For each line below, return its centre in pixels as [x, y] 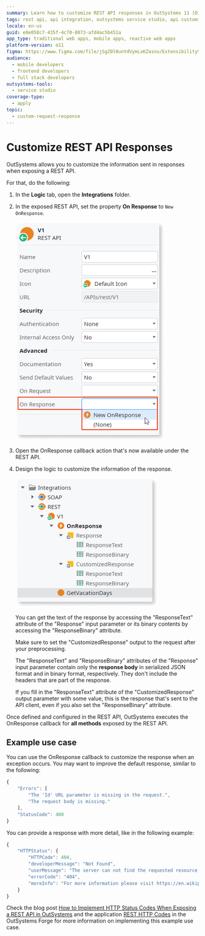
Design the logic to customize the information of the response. [94, 469]
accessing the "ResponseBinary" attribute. [69, 630]
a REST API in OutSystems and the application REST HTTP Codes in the [96, 915]
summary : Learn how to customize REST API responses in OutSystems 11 [98, 13]
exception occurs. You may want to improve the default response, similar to [101, 764]
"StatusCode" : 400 [41, 814]
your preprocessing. [41, 648]
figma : [15, 52]
